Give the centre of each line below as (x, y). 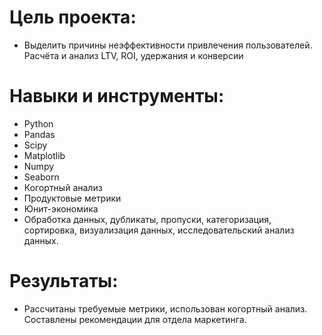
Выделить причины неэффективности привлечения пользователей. (168, 45)
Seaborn (41, 177)
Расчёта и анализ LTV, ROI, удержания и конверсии (133, 55)
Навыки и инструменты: (117, 96)
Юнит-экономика (61, 208)
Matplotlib (44, 155)
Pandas (39, 134)
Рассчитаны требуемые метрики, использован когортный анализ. (165, 308)
